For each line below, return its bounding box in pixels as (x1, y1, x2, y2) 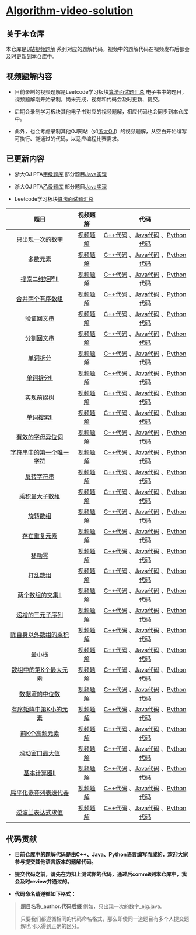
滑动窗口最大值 (19, 749, 61, 757)
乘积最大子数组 (19, 492, 61, 500)
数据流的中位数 (19, 690, 61, 698)
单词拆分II (26, 374, 54, 382)
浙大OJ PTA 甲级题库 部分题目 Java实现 (14, 170, 107, 177)
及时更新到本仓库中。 (6, 53, 57, 60)
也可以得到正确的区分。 (25, 923, 82, 930)
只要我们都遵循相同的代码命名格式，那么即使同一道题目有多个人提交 (20, 915, 184, 923)
